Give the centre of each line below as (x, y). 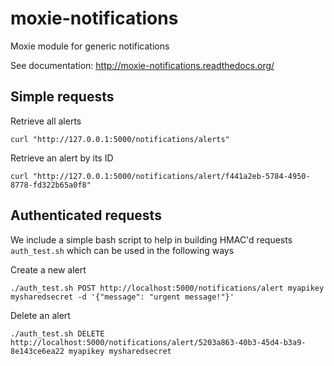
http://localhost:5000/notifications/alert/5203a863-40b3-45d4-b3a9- (158, 342)
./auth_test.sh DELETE (57, 333)
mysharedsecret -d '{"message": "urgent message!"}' (122, 297)
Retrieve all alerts (46, 121)
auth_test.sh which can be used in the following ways (122, 250)
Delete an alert (40, 315)
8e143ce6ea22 (37, 351)
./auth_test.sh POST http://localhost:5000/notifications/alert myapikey (167, 288)
